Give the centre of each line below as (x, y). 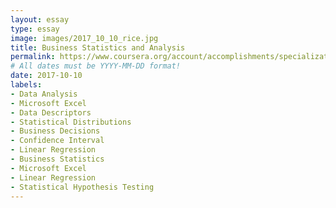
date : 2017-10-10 (46, 76)
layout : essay (40, 19)
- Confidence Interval (57, 141)
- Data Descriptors (51, 112)
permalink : (33, 57)
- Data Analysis (44, 94)
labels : (26, 85)
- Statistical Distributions (71, 122)
